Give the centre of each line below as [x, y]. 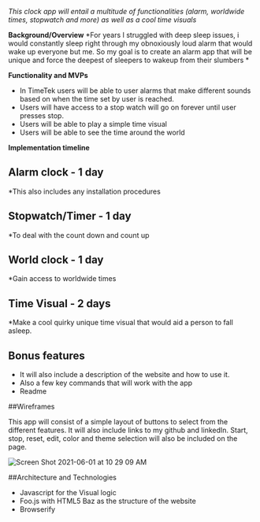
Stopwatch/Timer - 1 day [70, 216]
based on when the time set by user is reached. [97, 99]
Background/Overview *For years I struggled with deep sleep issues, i [124, 35]
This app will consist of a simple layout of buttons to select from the [118, 422]
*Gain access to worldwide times [62, 279]
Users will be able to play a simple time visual [93, 124]
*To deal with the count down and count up [79, 235]
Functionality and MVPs [48, 75]
